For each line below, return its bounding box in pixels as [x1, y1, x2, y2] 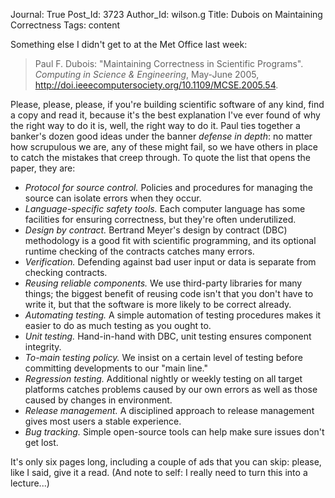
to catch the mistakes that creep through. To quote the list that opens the [10, 152, 312, 163]
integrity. [24, 341, 62, 353]
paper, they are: [10, 162, 76, 174]
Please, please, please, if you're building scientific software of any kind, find [10, 99, 325, 110]
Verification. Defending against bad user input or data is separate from [24, 256, 317, 268]
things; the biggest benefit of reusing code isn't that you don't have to [24, 288, 314, 299]
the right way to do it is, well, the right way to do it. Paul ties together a [10, 120, 301, 131]
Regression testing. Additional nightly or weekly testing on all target [24, 373, 303, 384]
